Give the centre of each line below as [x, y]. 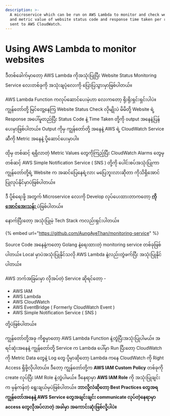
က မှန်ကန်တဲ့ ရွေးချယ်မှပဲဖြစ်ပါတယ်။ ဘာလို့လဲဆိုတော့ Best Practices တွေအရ [82, 387]
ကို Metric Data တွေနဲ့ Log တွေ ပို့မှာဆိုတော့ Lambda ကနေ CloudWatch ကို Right [84, 358]
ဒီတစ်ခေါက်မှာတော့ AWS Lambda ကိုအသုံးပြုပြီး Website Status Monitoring [81, 75]
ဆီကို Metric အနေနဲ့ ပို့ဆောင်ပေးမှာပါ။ [42, 139]
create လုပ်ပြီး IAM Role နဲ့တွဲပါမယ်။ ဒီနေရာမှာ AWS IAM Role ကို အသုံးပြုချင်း [83, 378]
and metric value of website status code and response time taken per [86, 19]
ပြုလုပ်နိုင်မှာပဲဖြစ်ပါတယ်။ [30, 182]
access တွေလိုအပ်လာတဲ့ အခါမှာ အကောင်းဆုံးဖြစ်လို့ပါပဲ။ [61, 407]
